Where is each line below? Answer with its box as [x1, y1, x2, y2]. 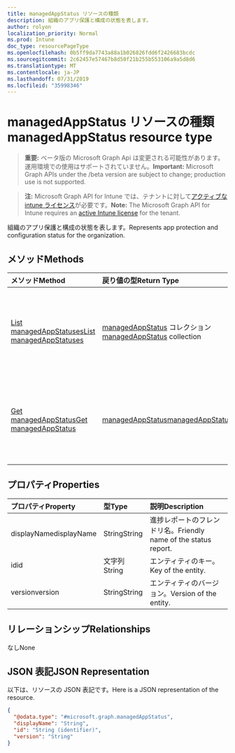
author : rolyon [7, 23, 52, 30]
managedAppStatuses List [10, 326, 96, 336]
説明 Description [150, 502, 204, 511]
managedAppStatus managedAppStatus [102, 415, 233, 424]
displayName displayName [10, 528, 97, 538]
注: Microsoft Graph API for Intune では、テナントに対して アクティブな [24, 192, 228, 200]
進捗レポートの [150, 515, 199, 525]
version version [10, 587, 59, 597]
